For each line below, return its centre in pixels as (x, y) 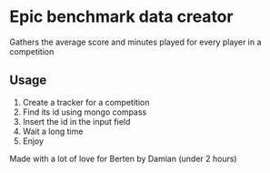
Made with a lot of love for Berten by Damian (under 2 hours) (124, 158)
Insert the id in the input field (76, 121)
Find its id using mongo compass (85, 112)
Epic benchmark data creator (121, 17)
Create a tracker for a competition (86, 102)
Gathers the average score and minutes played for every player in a (135, 42)
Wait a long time (53, 131)
